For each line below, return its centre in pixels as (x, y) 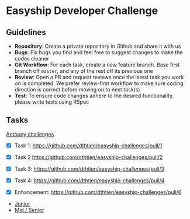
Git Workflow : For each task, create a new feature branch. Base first (97, 65)
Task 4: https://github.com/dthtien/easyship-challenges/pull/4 (89, 181)
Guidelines (26, 32)
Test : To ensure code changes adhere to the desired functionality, (94, 96)
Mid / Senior (29, 210)
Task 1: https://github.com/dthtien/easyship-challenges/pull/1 (88, 145)
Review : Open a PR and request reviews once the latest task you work (99, 77)
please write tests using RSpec (52, 102)
